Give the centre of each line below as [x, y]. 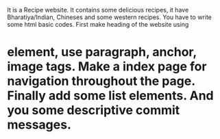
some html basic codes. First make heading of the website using [98, 24]
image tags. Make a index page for [107, 67]
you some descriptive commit [94, 111]
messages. [39, 125]
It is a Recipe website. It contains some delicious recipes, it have [98, 10]
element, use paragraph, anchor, [102, 52]
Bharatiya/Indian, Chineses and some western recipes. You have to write [110, 17]
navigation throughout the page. [101, 81]
